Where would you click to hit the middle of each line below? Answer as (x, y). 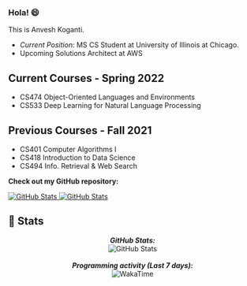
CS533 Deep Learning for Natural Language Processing (110, 106)
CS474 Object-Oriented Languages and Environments (107, 97)
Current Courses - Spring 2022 (86, 78)
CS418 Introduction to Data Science (77, 158)
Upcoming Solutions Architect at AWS (81, 54)
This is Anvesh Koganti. (46, 30)
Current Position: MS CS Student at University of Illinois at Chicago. (129, 45)
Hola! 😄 (24, 13)
